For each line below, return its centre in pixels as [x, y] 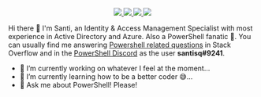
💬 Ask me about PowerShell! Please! [78, 85]
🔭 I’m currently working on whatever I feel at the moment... [115, 68]
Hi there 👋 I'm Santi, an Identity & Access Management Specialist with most [130, 28]
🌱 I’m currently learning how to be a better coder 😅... [106, 77]
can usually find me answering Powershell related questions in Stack [119, 45]
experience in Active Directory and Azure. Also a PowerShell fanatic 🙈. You [130, 36]
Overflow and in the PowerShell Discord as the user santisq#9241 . [117, 53]
